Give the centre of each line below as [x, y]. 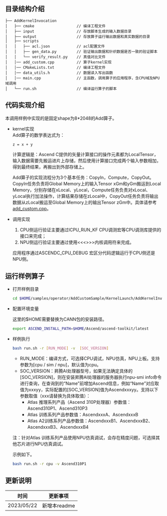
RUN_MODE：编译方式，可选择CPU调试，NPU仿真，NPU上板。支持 [90, 358]
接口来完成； [33, 236]
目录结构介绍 [25, 9]
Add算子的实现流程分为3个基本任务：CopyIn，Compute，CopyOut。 [83, 177]
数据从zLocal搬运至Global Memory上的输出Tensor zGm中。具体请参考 [84, 202]
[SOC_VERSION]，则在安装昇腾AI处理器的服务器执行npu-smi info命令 [91, 377]
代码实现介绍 [25, 105]
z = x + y [23, 144]
